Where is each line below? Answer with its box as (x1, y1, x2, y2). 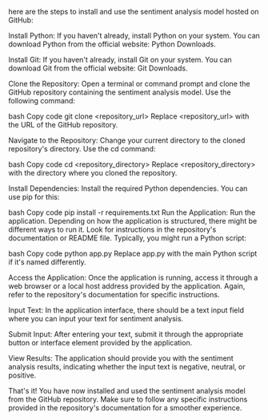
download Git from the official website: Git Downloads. (8, 63, 188, 73)
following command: (8, 96, 76, 105)
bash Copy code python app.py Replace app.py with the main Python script (8, 248, 258, 258)
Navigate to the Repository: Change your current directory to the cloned (8, 135, 246, 145)
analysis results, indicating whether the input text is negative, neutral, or (8, 362, 246, 371)
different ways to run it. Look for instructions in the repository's (8, 224, 217, 234)
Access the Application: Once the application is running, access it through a (8, 273, 258, 282)
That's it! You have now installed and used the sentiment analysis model (8, 386, 246, 395)
